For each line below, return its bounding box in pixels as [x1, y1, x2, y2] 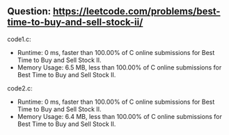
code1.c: [7, 35, 31, 43]
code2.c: [7, 84, 33, 93]
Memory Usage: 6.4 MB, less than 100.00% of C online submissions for [17, 112, 223, 120]
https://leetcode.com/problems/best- [52, 6, 221, 17]
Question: [7, 6, 52, 17]
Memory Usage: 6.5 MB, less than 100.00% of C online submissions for [17, 63, 222, 72]
